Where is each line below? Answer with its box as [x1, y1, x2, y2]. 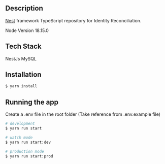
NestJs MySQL [5, 55, 37, 61]
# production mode [5, 149, 44, 154]
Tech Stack [5, 42, 42, 51]
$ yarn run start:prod [5, 153, 53, 159]
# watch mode [5, 135, 33, 140]
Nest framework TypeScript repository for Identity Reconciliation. [5, 17, 142, 23]
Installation [5, 71, 42, 79]
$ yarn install [5, 84, 38, 89]
